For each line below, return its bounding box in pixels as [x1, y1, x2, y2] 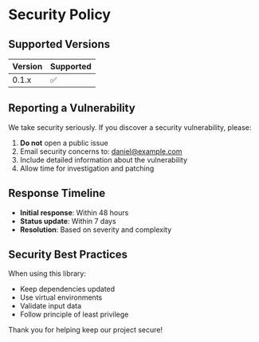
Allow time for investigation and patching [19, 163, 155, 173]
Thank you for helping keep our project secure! [8, 325, 163, 335]
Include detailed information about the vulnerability [19, 155, 188, 164]
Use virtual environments [19, 293, 103, 302]
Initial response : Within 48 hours [19, 207, 129, 217]
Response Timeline [8, 187, 106, 200]
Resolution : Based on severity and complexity [19, 225, 172, 234]
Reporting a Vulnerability [8, 101, 135, 115]
